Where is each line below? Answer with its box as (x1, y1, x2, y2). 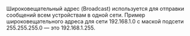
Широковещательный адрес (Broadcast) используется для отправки (6, 5, 185, 12)
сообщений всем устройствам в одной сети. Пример (6, 11, 146, 19)
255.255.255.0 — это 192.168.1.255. (6, 24, 96, 31)
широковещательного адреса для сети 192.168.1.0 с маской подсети (6, 18, 184, 25)
